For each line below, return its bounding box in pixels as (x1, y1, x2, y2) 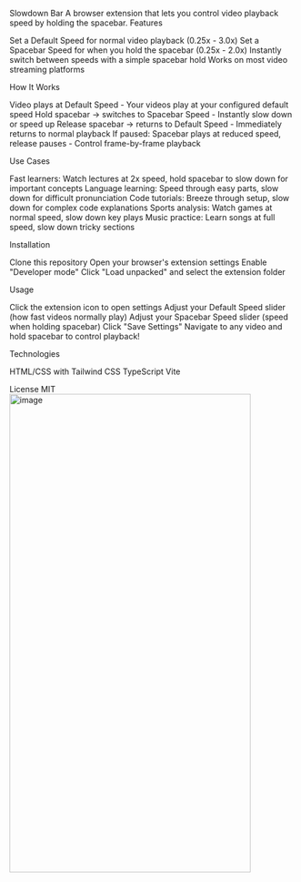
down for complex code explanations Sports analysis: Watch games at (9, 202, 273, 213)
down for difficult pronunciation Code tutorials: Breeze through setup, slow (9, 193, 290, 203)
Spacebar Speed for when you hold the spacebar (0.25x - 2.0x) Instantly (9, 45, 282, 56)
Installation (9, 239, 51, 249)
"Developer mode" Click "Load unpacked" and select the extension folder (9, 267, 286, 277)
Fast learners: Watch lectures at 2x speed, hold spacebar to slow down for (9, 173, 289, 184)
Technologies (9, 349, 61, 359)
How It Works (9, 82, 61, 92)
